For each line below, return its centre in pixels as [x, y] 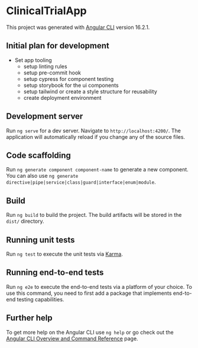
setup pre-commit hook [52, 73]
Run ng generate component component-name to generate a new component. [98, 170]
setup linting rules [45, 66]
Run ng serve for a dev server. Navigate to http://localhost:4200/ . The [94, 131]
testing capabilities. [40, 299]
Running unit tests [40, 240]
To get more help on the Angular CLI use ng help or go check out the [90, 332]
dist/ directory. [25, 221]
